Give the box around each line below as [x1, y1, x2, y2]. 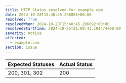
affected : [5, 36, 26, 41]
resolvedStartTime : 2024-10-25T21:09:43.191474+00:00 [5, 26, 121, 31]
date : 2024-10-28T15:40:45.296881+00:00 [5, 12, 92, 17]
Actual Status [59, 61, 93, 68]
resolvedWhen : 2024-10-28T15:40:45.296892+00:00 [5, 21, 110, 27]
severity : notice [5, 31, 42, 36]
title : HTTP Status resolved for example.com [5, 7, 103, 13]
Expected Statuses [8, 61, 55, 68]
